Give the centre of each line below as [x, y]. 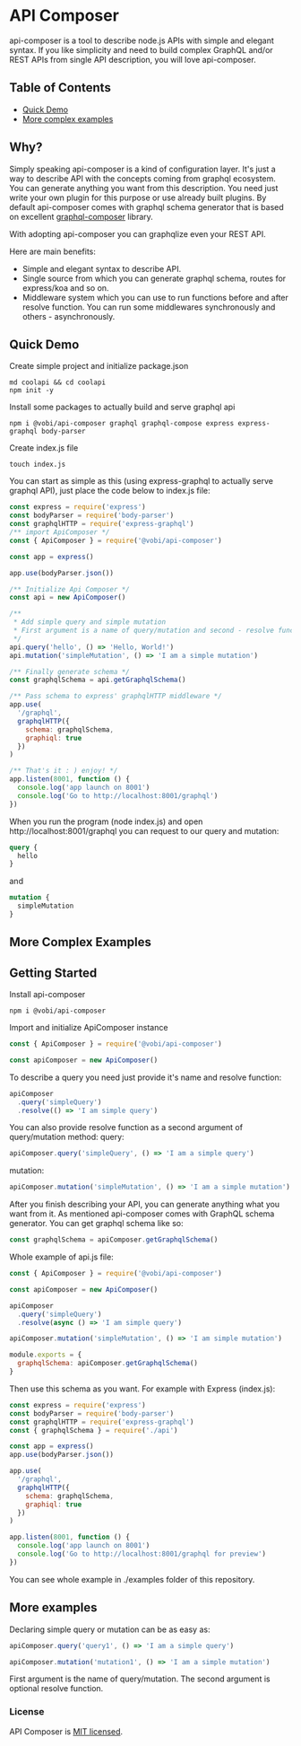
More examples [53, 1608]
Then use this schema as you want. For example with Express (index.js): [142, 1389]
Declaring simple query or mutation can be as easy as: [110, 1629]
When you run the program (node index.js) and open [106, 821]
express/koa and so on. [65, 287]
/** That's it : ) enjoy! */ [64, 771]
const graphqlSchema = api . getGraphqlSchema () [98, 680]
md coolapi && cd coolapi [57, 382]
